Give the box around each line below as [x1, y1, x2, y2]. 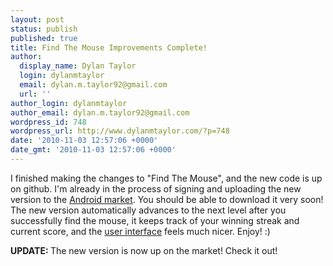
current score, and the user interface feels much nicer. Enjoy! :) [10, 225, 271, 237]
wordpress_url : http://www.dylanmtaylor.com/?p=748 [10, 126, 230, 136]
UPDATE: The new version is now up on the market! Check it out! [10, 244, 278, 256]
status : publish [10, 24, 78, 34]
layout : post [10, 14, 65, 25]
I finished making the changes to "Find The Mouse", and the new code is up [10, 172, 323, 184]
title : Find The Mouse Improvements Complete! [10, 42, 208, 53]
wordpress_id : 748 [10, 117, 87, 127]
